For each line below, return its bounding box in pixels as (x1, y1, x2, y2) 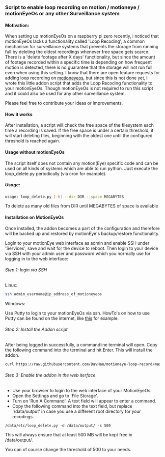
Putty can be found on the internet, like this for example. (5, 315, 119, 321)
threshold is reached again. (5, 138, 60, 144)
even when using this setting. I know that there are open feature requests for (5, 70, 160, 76)
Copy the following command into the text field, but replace (12, 403, 133, 409)
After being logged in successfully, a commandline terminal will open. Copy (5, 342, 158, 347)
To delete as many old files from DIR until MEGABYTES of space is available (5, 203, 159, 209)
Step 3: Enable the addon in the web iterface (5, 372, 96, 378)
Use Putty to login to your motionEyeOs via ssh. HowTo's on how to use (5, 310, 150, 316)
